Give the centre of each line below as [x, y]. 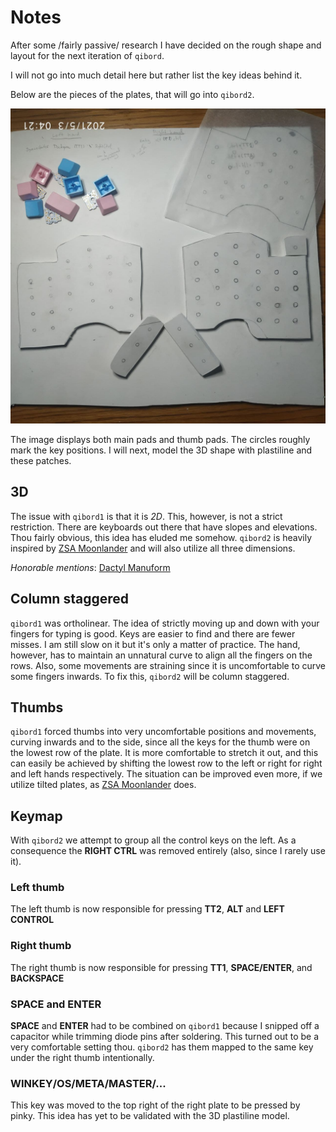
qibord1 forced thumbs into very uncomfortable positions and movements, [163, 732]
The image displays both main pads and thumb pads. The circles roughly [160, 439]
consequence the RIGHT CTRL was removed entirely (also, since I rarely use [168, 851]
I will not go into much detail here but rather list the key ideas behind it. [156, 75]
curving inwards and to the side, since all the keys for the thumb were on [160, 742]
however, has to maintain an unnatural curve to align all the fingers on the [161, 655]
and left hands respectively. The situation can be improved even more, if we [166, 774]
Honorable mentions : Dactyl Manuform [90, 567]
